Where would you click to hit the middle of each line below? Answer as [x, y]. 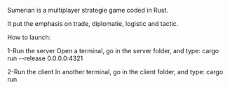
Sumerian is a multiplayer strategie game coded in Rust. [88, 10]
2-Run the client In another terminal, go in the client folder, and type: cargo [115, 72]
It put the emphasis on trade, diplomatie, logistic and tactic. [93, 23]
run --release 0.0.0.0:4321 [45, 58]
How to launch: [29, 37]
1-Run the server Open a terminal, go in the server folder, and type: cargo [113, 51]
